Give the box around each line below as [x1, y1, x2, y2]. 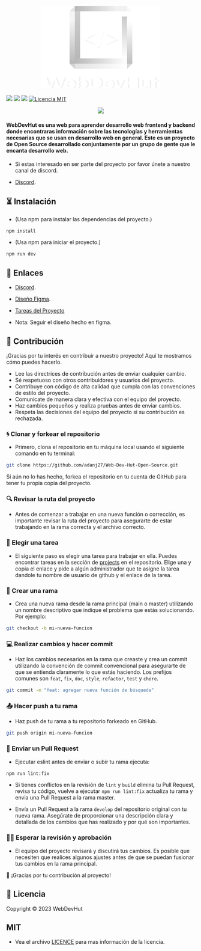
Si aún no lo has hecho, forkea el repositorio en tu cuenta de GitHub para [6, 473, 187, 480]
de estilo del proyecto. [14, 389, 71, 396]
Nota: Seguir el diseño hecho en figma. [14, 319, 112, 326]
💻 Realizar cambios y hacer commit [6, 640, 113, 648]
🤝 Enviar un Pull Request [6, 744, 79, 753]
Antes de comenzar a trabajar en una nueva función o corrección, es [14, 511, 185, 518]
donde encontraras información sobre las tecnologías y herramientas [6, 128, 183, 135]
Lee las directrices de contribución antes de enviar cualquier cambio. [14, 370, 187, 377]
